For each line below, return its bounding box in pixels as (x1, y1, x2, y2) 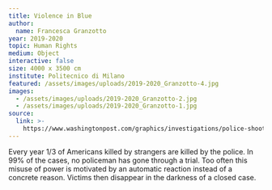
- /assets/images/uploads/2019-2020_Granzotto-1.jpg (15, 102, 198, 110)
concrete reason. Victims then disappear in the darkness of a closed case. (8, 172, 257, 182)
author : (8, 19, 35, 27)
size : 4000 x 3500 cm (8, 65, 82, 73)
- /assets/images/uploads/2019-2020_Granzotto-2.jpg (15, 95, 198, 103)
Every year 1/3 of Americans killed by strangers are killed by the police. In (8, 146, 253, 156)
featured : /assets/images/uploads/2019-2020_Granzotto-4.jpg (8, 79, 219, 87)
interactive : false (8, 57, 74, 65)
